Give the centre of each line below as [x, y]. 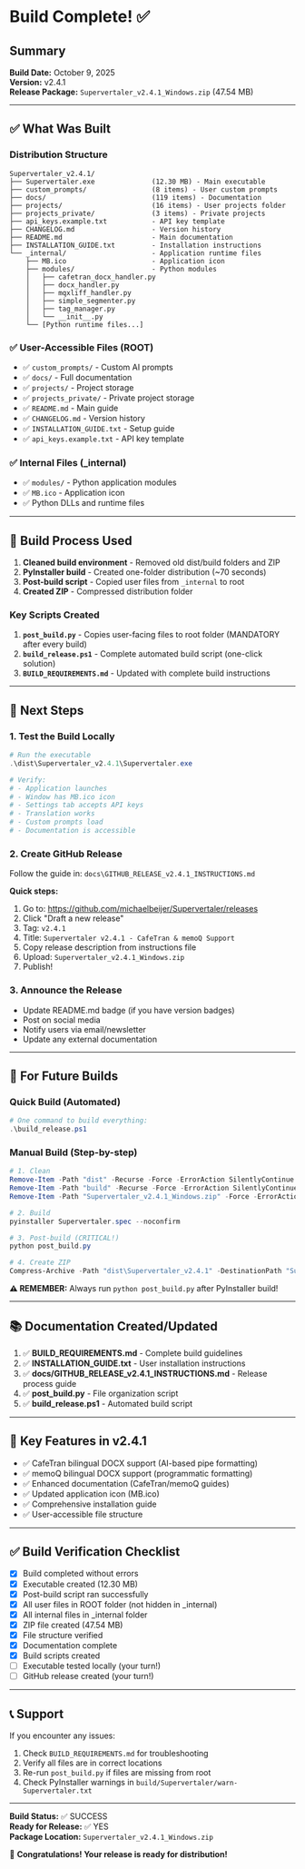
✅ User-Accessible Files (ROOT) [82, 347]
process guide [49, 1383]
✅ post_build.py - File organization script [100, 1393]
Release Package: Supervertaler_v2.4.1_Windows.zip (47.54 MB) [132, 92]
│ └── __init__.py [64, 316]
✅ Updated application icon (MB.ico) [91, 1493]
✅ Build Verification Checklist [95, 1552]
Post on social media [62, 1020]
